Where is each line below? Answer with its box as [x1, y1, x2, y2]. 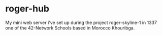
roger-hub [5, 3, 50, 14]
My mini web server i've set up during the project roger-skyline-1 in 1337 [5, 19, 157, 25]
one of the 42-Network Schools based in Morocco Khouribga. [5, 24, 135, 30]
